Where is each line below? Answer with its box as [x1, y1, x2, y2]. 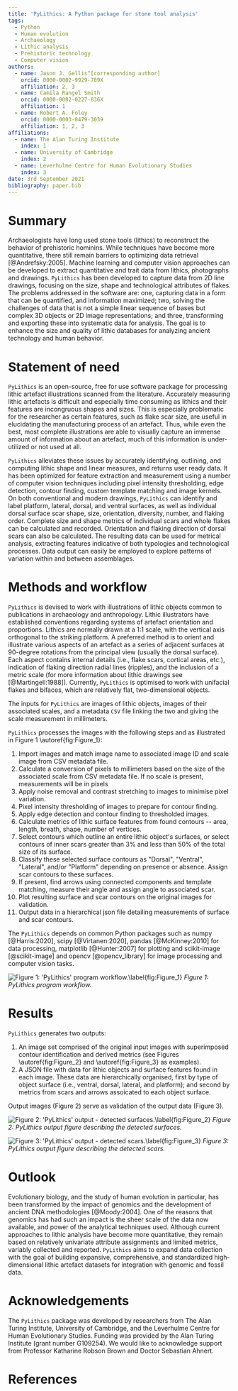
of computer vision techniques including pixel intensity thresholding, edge [8, 479, 224, 488]
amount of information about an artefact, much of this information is [8, 435, 206, 444]
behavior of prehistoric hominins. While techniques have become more [8, 243, 215, 252]
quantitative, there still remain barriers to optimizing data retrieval [8, 251, 199, 260]
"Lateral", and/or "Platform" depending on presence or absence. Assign [18, 863, 228, 872]
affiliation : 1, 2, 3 [21, 122, 84, 130]
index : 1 [21, 143, 47, 150]
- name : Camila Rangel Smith [14, 89, 101, 97]
